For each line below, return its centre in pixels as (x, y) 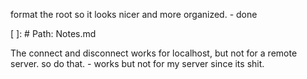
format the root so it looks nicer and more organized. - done (134, 14)
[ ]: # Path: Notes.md (53, 33)
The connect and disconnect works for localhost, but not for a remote (154, 53)
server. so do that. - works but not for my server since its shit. (137, 63)
